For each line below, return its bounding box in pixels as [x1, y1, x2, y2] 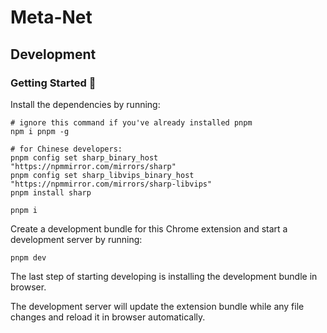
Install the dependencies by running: [10, 98, 161, 110]
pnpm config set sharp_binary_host [10, 152, 159, 163]
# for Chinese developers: [10, 144, 123, 154]
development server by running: [10, 233, 143, 245]
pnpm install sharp [10, 187, 92, 198]
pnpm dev [10, 252, 47, 263]
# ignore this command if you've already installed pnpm [10, 117, 253, 128]
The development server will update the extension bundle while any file [10, 300, 305, 312]
